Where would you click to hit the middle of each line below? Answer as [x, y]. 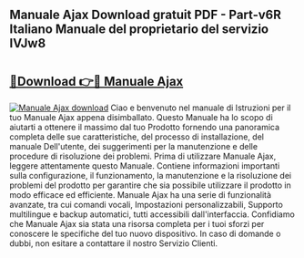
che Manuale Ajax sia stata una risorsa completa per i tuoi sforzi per [137, 224]
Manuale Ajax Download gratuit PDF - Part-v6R [146, 15]
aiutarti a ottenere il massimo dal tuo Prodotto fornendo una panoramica [145, 127]
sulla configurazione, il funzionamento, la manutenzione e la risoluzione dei [151, 175]
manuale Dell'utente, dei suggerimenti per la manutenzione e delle [133, 146]
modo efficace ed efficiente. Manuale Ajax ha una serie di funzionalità [140, 195]
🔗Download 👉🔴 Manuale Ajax [96, 81]
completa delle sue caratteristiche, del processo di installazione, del [137, 137]
